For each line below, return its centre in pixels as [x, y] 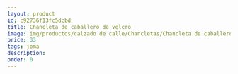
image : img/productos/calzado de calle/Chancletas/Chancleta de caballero [120, 33]
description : [27, 54]
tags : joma [23, 47]
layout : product [31, 14]
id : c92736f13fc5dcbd [39, 20]
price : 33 [22, 40]
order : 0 [20, 60]
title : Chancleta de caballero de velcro [69, 27]
